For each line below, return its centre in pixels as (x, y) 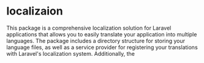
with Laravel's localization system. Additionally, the (71, 53)
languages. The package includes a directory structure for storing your (96, 41)
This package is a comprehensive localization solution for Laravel (89, 28)
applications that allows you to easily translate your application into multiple (102, 34)
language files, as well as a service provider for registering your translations (102, 47)
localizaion (35, 11)
